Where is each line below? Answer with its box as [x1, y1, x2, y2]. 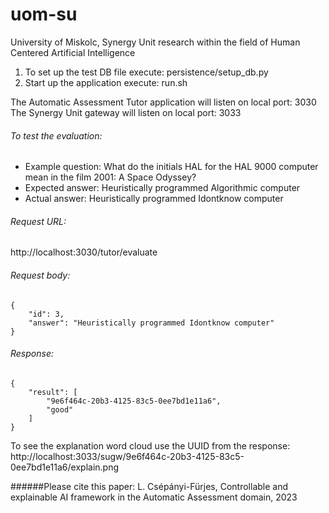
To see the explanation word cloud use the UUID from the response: [10, 439, 291, 452]
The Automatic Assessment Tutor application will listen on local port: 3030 [10, 96, 317, 108]
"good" [46, 404, 74, 415]
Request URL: [10, 215, 67, 227]
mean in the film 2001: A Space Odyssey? [24, 171, 197, 183]
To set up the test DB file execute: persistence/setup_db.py [24, 66, 269, 78]
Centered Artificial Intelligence [10, 46, 136, 58]
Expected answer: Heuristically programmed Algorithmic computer [24, 182, 301, 194]
